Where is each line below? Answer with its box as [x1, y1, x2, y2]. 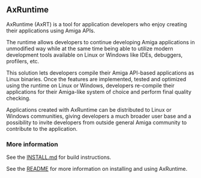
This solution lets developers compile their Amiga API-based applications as [6, 69, 194, 76]
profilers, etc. [6, 57, 40, 65]
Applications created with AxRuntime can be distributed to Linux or [6, 106, 172, 113]
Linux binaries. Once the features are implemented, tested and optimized [6, 75, 187, 82]
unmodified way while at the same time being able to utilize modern [6, 45, 173, 52]
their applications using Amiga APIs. [6, 27, 95, 34]
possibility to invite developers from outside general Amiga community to [6, 119, 187, 126]
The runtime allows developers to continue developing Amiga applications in [6, 38, 195, 45]
